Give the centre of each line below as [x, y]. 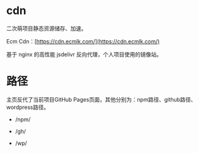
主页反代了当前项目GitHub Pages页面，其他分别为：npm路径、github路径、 [101, 99]
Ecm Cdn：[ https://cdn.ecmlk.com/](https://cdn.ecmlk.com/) [83, 41]
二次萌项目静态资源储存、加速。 [46, 28]
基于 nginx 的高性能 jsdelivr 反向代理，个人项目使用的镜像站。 [84, 54]
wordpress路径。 [28, 107]
